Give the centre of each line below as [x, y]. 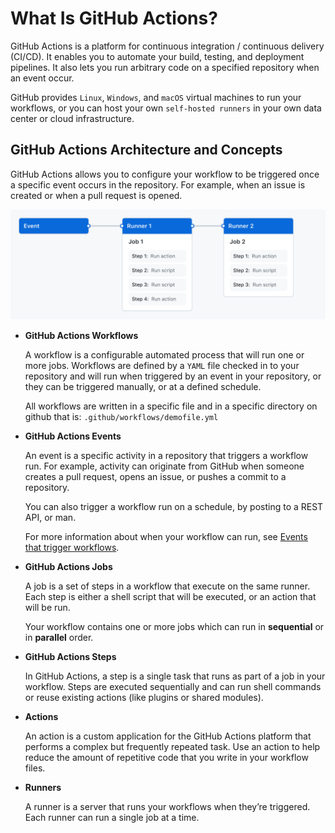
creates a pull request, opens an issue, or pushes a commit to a [155, 476]
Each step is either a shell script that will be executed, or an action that [170, 596]
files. [35, 768]
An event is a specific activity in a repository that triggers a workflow [166, 455]
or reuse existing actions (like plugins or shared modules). [144, 697]
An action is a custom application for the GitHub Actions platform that [168, 736]
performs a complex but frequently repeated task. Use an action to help [172, 746]
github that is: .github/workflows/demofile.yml [121, 416]
